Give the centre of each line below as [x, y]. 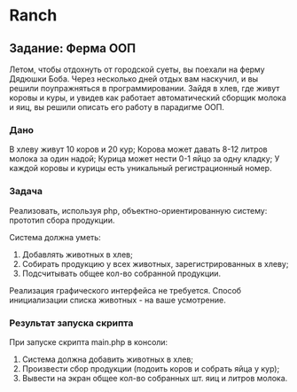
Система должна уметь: [55, 237]
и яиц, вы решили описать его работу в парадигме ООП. [117, 107]
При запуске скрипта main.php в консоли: [89, 341]
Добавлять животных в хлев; [77, 255]
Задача [26, 192]
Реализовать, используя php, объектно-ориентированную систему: [138, 210]
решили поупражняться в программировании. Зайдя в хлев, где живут [145, 88]
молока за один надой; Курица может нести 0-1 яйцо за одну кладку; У [145, 159]
